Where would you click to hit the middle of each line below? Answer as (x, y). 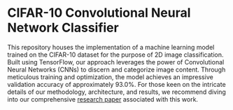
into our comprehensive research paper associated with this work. (103, 99)
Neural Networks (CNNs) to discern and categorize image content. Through (116, 69)
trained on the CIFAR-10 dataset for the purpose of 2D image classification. (115, 55)
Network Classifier (63, 28)
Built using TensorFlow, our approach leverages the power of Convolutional (116, 62)
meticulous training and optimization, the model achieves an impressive (110, 77)
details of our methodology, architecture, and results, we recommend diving (116, 92)
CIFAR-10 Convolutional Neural (99, 13)
